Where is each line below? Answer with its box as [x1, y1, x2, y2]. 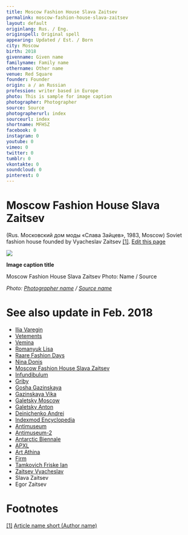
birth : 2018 [6, 49, 36, 55]
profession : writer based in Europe [6, 88, 99, 94]
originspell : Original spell [6, 32, 80, 38]
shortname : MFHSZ [6, 122, 50, 128]
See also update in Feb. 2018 [6, 306, 153, 320]
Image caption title [6, 261, 54, 268]
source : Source [6, 104, 45, 111]
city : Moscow [6, 43, 39, 49]
